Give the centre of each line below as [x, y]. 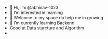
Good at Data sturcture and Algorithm [47, 28]
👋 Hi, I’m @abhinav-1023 [34, 7]
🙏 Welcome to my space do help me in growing [56, 18]
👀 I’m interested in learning [36, 13]
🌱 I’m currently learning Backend [42, 23]
